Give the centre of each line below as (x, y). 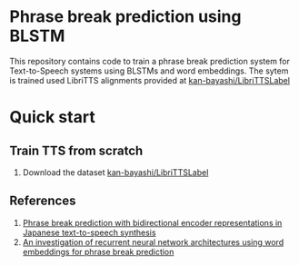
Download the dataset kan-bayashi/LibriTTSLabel (115, 172)
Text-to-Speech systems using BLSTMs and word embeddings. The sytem (149, 71)
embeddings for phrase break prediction (98, 251)
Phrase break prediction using (125, 17)
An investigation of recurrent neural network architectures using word (153, 241)
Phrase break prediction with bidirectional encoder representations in (152, 222)
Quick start (52, 118)
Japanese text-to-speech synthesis (89, 232)
